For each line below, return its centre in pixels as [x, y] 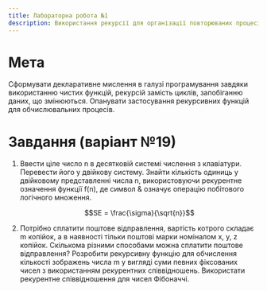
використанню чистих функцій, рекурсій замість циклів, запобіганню [126, 93]
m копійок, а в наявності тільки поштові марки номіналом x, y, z [128, 237]
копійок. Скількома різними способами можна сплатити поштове [132, 245]
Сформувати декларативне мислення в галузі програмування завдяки [128, 84]
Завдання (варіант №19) [92, 142]
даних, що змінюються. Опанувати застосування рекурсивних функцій [129, 101]
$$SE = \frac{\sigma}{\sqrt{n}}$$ [139, 213]
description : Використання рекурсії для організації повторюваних [120, 23]
